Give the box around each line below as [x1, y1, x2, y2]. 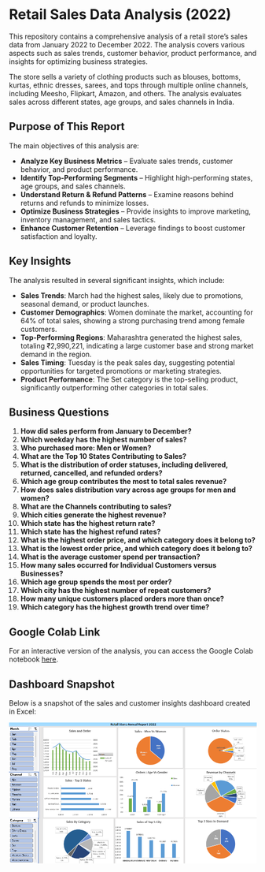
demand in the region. [20, 349, 92, 359]
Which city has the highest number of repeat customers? [20, 586, 212, 595]
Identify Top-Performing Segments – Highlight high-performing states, [20, 173, 253, 182]
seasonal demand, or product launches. [20, 299, 149, 308]
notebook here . [9, 654, 58, 664]
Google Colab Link [9, 625, 101, 639]
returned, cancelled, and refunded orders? [20, 468, 164, 478]
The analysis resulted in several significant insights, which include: [9, 275, 225, 285]
